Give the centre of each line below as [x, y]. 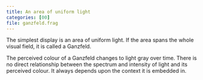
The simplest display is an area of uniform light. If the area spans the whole [100, 40]
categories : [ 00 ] [28, 17]
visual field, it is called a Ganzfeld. [49, 46]
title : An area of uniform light [48, 12]
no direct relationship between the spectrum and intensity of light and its [97, 64]
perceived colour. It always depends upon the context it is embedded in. [96, 71]
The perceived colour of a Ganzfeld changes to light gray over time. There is [101, 58]
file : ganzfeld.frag [32, 23]
